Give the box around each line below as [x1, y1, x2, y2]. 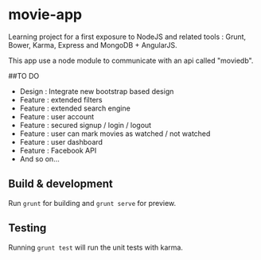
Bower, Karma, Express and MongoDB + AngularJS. [8, 40, 177, 49]
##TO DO [8, 71, 40, 80]
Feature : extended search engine [19, 103, 131, 113]
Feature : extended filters [19, 95, 103, 104]
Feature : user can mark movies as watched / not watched [19, 129, 211, 138]
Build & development [8, 177, 113, 191]
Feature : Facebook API [19, 146, 97, 155]
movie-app [8, 6, 82, 24]
